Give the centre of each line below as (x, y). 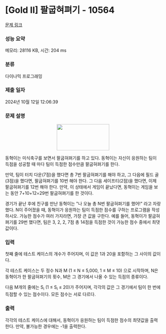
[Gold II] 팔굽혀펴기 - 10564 (60, 10)
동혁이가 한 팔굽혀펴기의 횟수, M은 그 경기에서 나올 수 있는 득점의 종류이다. (77, 277)
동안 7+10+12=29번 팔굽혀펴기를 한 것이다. (52, 193)
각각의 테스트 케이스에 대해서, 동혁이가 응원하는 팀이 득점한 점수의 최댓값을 (77, 320)
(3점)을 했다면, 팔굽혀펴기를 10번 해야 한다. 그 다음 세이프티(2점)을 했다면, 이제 (81, 181)
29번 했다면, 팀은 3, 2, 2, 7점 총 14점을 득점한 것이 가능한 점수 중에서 (84, 222)
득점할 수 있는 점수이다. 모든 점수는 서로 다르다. (51, 295)
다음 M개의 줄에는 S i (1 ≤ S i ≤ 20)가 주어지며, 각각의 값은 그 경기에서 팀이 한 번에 (83, 288)
